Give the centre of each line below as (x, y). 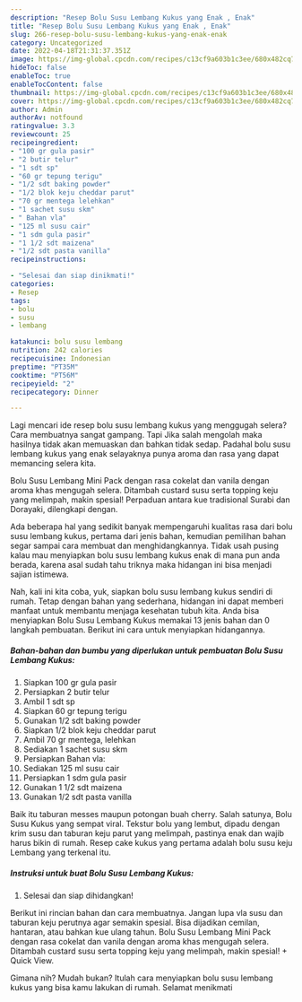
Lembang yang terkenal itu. (60, 852)
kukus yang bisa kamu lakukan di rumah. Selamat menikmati (121, 988)
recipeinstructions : (49, 260)
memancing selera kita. (53, 464)
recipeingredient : (44, 143)
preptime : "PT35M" (44, 367)
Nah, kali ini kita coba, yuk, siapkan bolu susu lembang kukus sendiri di (141, 592)
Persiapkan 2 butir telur (66, 693)
